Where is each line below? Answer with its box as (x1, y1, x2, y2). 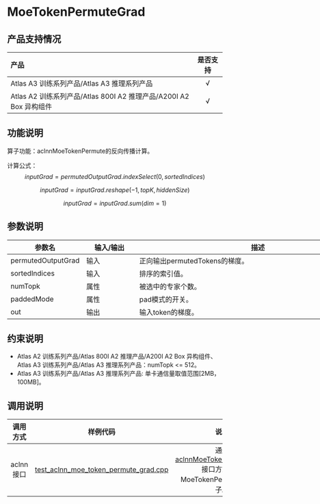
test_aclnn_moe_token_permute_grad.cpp (34, 465, 169, 475)
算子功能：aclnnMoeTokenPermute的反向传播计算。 (7, 147, 154, 155)
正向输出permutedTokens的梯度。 (139, 256, 249, 265)
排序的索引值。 (139, 269, 188, 278)
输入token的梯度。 (139, 307, 199, 317)
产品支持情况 (7, 33, 62, 45)
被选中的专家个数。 (139, 282, 202, 291)
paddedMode (10, 294, 54, 304)
